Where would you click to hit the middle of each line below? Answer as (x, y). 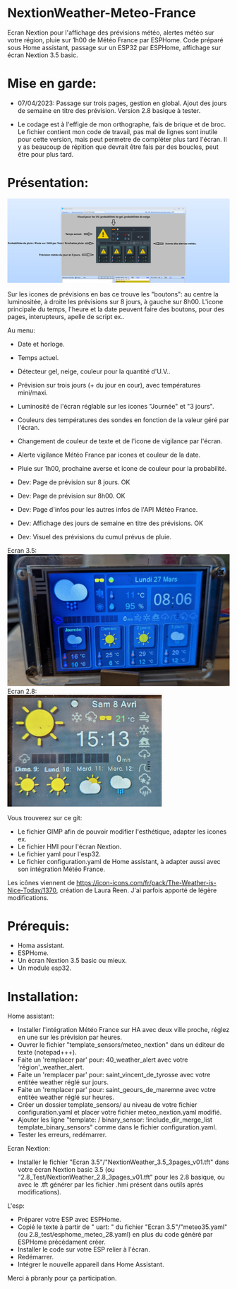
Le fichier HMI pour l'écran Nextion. (69, 846)
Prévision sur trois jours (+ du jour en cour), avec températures (109, 385)
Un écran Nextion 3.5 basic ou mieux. (72, 961)
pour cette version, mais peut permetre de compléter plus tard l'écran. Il (122, 139)
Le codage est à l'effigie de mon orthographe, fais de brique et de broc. (122, 124)
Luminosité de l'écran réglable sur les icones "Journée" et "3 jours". (116, 407)
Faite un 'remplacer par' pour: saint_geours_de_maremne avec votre (117, 1090)
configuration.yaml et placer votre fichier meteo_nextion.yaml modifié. (120, 1113)
